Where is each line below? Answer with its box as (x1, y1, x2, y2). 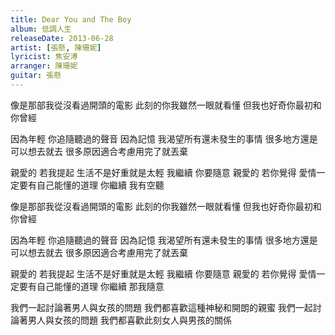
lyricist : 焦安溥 (10, 52, 78, 62)
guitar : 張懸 (10, 71, 62, 81)
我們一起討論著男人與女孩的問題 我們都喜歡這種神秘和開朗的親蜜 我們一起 (10, 301, 313, 313)
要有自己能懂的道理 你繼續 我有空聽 (18, 179, 165, 191)
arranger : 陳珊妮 (10, 61, 78, 71)
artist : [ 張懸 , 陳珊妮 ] (10, 42, 102, 53)
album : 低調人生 (10, 24, 72, 34)
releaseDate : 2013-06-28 (10, 33, 114, 43)
